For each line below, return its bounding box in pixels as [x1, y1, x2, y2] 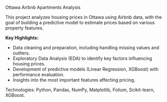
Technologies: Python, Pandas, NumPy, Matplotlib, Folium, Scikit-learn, [5, 87, 155, 93]
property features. [5, 25, 44, 31]
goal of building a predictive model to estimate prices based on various [5, 20, 155, 25]
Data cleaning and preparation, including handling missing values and [12, 45, 159, 50]
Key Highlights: [5, 35, 39, 41]
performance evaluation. [12, 72, 65, 78]
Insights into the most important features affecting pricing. [12, 77, 135, 83]
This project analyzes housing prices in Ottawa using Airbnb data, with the [5, 14, 162, 20]
